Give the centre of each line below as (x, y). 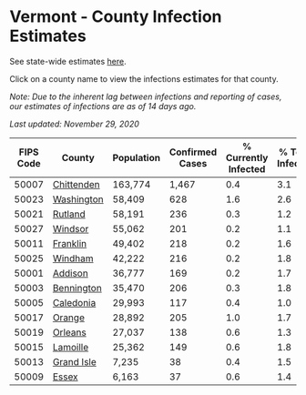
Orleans (69, 332)
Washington (78, 199)
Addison (70, 273)
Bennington (77, 288)
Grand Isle (75, 361)
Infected (247, 168)
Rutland (69, 214)
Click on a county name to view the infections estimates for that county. (144, 78)
